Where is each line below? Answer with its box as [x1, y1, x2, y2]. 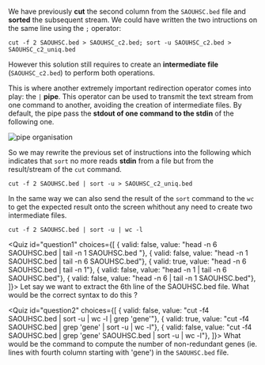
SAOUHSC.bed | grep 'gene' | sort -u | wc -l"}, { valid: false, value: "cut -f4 [8, 322, 252, 332]
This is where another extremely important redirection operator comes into [8, 83, 252, 93]
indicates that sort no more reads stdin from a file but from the [8, 156, 214, 165]
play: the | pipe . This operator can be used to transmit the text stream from [8, 92, 254, 101]
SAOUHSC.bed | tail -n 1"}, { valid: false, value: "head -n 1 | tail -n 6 [8, 265, 227, 274]
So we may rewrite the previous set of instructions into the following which [8, 148, 252, 157]
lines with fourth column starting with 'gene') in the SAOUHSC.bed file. [8, 348, 229, 357]
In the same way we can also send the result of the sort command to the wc [8, 194, 255, 203]
